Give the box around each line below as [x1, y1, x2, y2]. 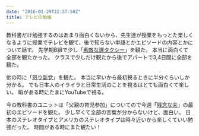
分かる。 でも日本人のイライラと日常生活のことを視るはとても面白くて [6, 81, 179, 88]
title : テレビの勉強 [6, 14, 52, 20]
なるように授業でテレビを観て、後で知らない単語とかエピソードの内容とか [6, 39, 188, 46]
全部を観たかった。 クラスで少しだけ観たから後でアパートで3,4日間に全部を [6, 53, 192, 61]
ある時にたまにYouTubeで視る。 [28, 88, 107, 96]
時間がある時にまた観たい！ [33, 123, 102, 131]
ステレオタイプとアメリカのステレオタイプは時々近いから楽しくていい [16, 116, 188, 123]
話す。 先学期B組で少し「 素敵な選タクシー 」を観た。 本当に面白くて [21, 46, 189, 53]
